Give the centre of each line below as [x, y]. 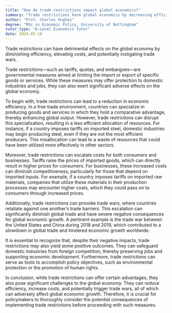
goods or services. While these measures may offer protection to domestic [84, 80]
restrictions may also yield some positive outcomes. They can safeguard [82, 246]
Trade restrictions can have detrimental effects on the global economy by [83, 49]
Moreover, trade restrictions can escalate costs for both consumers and [81, 155]
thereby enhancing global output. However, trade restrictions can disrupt [82, 118]
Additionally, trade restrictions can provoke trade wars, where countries [81, 203]
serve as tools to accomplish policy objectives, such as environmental [79, 262]
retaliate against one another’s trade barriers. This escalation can [74, 208]
